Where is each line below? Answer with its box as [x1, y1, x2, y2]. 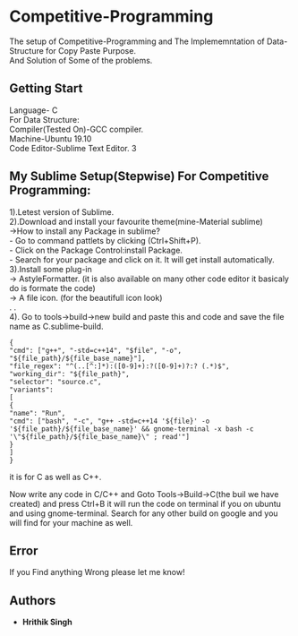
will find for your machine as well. [9, 517, 133, 528]
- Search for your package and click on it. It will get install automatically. [9, 254, 275, 265]
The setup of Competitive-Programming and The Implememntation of [9, 36, 266, 47]
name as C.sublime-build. [9, 321, 105, 331]
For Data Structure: [9, 114, 80, 125]
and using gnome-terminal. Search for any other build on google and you [9, 508, 279, 519]
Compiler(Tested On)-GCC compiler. [9, 124, 144, 134]
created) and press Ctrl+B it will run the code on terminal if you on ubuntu [9, 498, 282, 509]
